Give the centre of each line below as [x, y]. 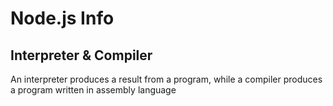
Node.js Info [62, 18]
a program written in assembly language [93, 90]
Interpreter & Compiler [81, 55]
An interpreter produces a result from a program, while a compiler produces [166, 79]
